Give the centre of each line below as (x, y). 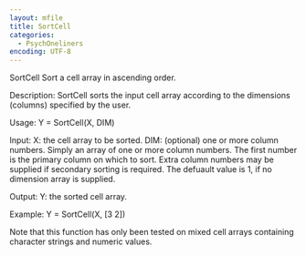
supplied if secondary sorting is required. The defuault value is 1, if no (141, 169)
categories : (32, 35)
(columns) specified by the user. (70, 105)
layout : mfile (37, 18)
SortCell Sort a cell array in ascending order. (93, 77)
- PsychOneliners (51, 43)
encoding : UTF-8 (40, 52)
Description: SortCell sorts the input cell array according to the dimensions (150, 96)
